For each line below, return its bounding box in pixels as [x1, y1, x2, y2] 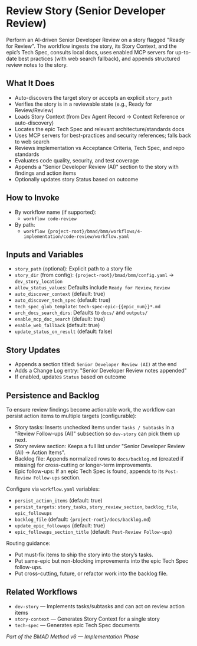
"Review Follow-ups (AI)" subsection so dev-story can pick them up [14, 430, 180, 437]
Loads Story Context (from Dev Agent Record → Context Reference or [14, 113, 185, 120]
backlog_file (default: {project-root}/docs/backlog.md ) [14, 516, 152, 523]
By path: [14, 221, 35, 228]
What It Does [6, 79, 55, 89]
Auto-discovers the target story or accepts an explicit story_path [14, 94, 173, 101]
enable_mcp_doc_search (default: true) [14, 315, 106, 322]
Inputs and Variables [6, 249, 84, 259]
